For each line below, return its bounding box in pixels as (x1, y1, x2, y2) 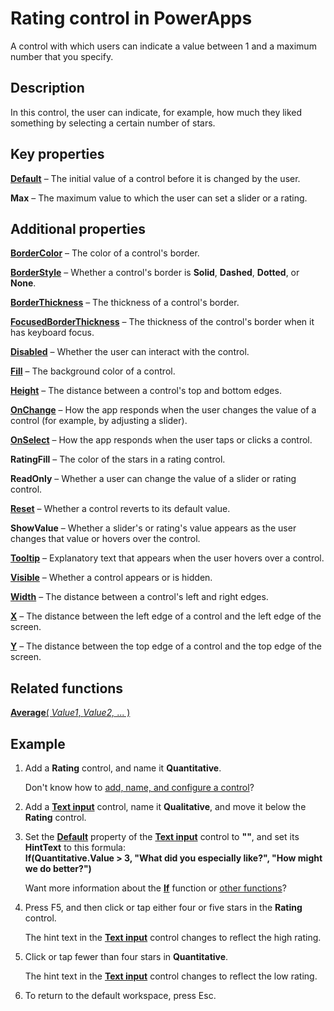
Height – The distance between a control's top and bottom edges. (10, 385, 282, 397)
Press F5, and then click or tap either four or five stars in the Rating (24, 902, 303, 913)
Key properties (10, 146, 105, 163)
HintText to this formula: (24, 842, 126, 853)
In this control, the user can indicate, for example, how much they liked (10, 106, 303, 118)
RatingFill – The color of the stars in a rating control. (10, 453, 226, 466)
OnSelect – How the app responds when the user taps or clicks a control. (10, 434, 313, 446)
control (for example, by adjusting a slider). (10, 415, 188, 427)
